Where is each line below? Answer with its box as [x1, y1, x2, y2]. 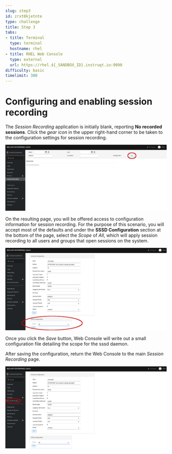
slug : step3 [5, 8, 31, 13]
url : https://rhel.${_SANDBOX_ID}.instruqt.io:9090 [10, 62, 123, 68]
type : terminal [10, 41, 42, 46]
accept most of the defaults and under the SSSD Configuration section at [5, 227, 161, 233]
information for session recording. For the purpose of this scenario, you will [5, 221, 164, 228]
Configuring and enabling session [5, 96, 153, 108]
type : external [10, 57, 42, 62]
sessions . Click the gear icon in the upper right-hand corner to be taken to [5, 129, 163, 135]
